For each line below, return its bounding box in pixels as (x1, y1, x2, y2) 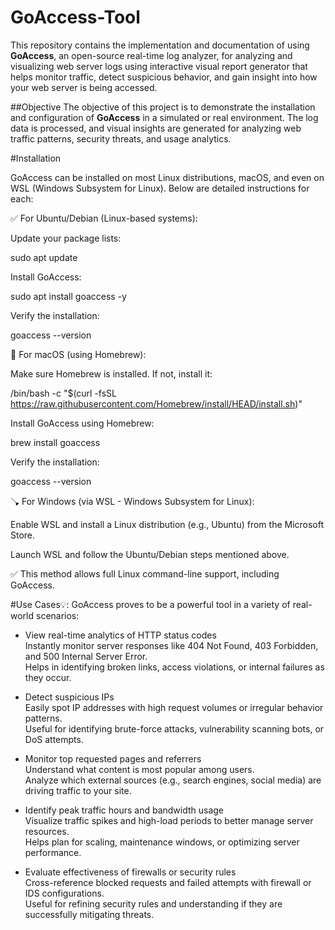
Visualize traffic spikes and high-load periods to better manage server (24, 814, 314, 826)
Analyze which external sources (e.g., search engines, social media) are (24, 774, 322, 786)
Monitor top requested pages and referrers (24, 752, 202, 765)
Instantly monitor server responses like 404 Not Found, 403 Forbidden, (24, 639, 319, 651)
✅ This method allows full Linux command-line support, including (10, 567, 280, 580)
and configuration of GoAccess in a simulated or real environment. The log (10, 111, 319, 123)
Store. (10, 529, 36, 541)
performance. (24, 846, 82, 858)
